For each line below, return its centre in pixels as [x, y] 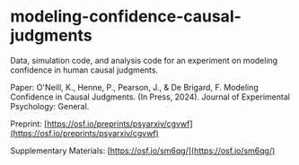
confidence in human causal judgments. [84, 70]
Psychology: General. [50, 106]
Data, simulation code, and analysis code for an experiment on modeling [144, 60]
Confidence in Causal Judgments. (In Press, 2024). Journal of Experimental [150, 97]
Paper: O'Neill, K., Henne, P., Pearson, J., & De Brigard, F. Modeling [134, 87]
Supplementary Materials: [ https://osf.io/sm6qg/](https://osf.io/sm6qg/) [143, 151]
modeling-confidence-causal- [126, 17]
